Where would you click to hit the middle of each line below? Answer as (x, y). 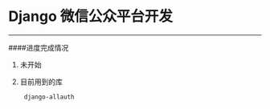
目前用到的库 (41, 82)
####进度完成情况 (39, 47)
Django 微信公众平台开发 (90, 16)
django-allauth (49, 97)
